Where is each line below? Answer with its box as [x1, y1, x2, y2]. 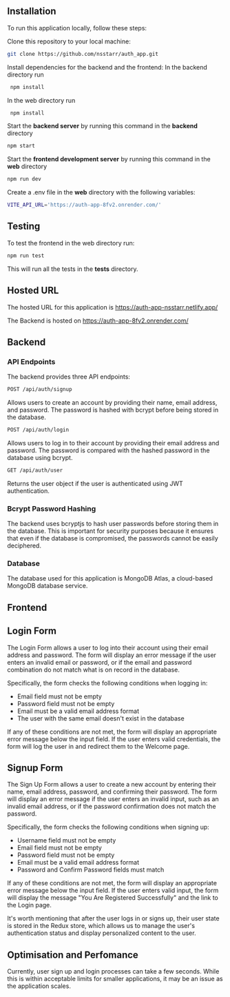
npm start [7, 143, 36, 150]
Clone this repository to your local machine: [7, 37, 131, 46]
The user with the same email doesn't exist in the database [17, 714, 185, 723]
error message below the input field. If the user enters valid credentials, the [7, 734, 221, 743]
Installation [7, 6, 56, 17]
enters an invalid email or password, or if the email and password [7, 658, 192, 666]
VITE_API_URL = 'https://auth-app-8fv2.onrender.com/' [7, 201, 162, 209]
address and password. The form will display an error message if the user [7, 651, 217, 659]
